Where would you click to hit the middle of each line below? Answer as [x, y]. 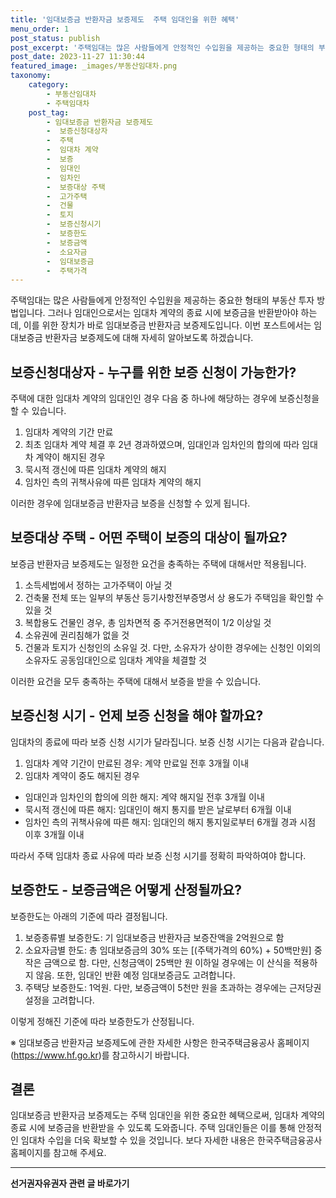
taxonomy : [31, 76]
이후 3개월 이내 [54, 834]
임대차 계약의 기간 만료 [69, 432]
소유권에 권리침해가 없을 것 [77, 635]
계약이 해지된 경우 [70, 457]
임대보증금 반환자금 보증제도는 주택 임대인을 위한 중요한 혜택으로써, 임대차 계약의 [168, 1115]
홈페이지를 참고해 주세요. [58, 1153]
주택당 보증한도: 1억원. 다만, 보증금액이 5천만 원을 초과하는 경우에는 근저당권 [173, 987]
